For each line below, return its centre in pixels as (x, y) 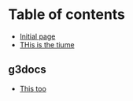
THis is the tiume (47, 44)
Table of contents (67, 15)
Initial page (37, 36)
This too (33, 88)
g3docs (28, 70)
